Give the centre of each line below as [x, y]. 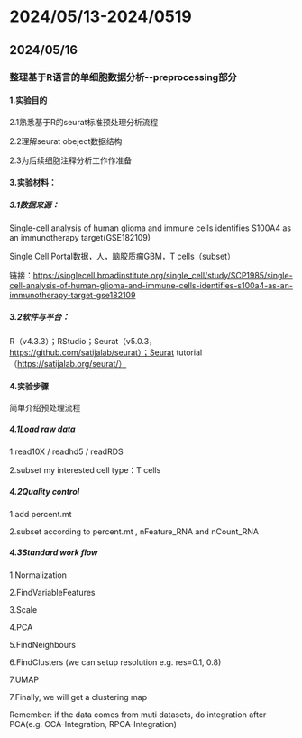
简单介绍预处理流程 [45, 408]
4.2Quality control [45, 492]
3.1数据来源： [35, 205]
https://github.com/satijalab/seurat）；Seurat [92, 352]
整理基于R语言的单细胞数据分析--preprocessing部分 [123, 77]
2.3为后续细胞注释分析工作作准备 [71, 160]
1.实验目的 [28, 100]
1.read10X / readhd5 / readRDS [66, 451]
